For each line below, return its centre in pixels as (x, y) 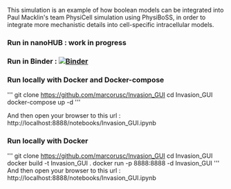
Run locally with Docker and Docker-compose (86, 80)
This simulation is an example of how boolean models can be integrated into (115, 10)
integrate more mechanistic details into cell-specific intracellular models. (111, 25)
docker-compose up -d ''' (44, 102)
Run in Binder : (32, 61)
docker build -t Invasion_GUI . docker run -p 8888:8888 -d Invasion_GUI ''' (113, 163)
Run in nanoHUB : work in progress (67, 42)
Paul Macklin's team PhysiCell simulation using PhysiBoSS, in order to (107, 17)
